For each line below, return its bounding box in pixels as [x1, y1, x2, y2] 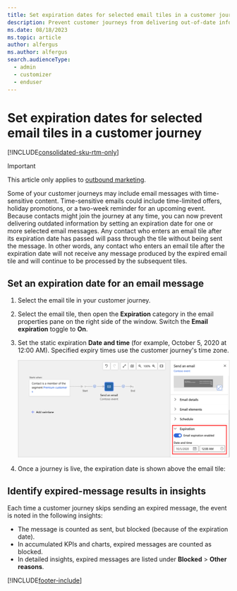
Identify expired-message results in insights [7, 485, 207, 497]
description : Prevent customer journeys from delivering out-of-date [7, 18, 217, 26]
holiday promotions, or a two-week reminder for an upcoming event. [7, 204, 206, 213]
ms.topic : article [7, 34, 61, 41]
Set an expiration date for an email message [7, 277, 205, 289]
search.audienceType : [7, 57, 71, 64]
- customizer [13, 71, 52, 78]
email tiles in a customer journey [7, 124, 202, 141]
